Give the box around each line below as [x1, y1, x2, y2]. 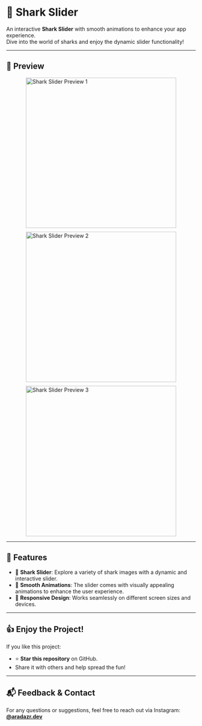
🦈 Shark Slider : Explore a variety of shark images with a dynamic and [14, 568, 188, 576]
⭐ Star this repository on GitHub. [14, 655, 98, 662]
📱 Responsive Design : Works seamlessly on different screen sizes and [14, 594, 191, 601]
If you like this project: [6, 643, 61, 650]
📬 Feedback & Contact [6, 688, 96, 698]
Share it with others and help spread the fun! [14, 664, 126, 671]
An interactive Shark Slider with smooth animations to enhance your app [6, 25, 186, 32]
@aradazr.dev [6, 713, 43, 721]
